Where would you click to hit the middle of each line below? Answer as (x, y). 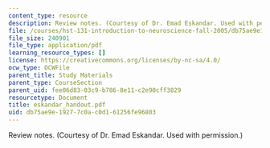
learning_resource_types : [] (57, 53)
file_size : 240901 (39, 38)
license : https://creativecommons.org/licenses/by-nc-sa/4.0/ (115, 61)
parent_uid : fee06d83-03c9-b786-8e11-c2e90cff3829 (95, 90)
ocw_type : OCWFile (39, 68)
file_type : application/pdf (55, 46)
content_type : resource (48, 16)
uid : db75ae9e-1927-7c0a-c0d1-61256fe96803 (82, 113)
